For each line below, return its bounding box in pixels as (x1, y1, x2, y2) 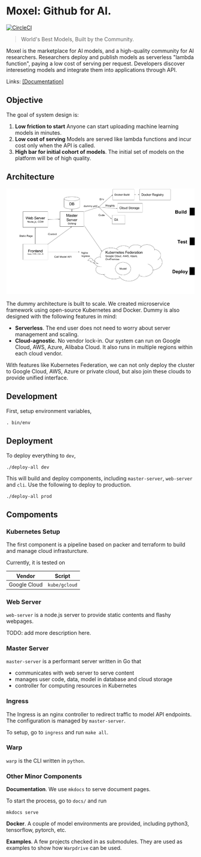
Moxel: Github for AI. (6, 4, 112, 18)
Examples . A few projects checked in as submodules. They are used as (6, 838, 182, 845)
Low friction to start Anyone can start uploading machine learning (14, 123, 179, 130)
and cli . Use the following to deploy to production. (6, 481, 132, 488)
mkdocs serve (6, 810, 39, 816)
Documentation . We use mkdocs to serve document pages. (6, 786, 151, 793)
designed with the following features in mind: (6, 313, 117, 320)
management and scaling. (14, 331, 79, 338)
